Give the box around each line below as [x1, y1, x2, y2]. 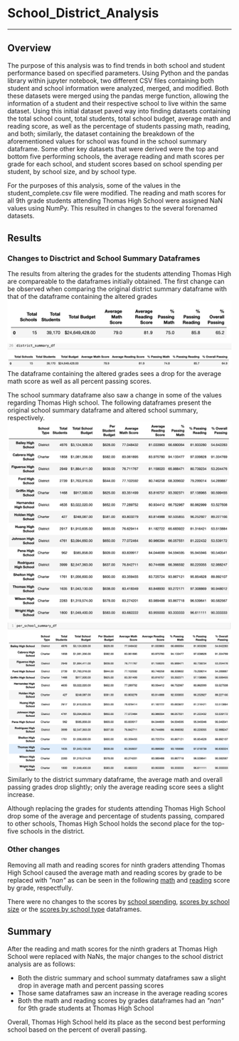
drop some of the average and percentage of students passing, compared [7, 811, 225, 820]
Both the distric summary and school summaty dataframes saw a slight [17, 973, 226, 982]
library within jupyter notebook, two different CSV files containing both [7, 76, 215, 85]
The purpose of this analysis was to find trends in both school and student [7, 61, 225, 69]
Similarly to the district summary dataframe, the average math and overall [7, 775, 223, 783]
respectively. [7, 414, 45, 422]
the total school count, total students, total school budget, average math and [7, 114, 231, 123]
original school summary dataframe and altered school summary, [7, 406, 198, 415]
